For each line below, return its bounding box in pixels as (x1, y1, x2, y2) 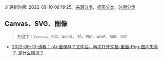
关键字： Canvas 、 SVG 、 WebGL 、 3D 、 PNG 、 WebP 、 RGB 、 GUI (16, 33, 127, 39)
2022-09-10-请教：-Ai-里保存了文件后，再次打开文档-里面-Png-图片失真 (11, 44, 158, 49)
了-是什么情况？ (11, 50, 44, 56)
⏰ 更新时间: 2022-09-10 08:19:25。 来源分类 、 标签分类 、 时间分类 (4, 4, 136, 10)
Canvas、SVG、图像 (4, 20, 68, 28)
